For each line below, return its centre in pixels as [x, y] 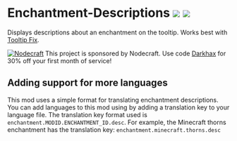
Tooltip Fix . [24, 39]
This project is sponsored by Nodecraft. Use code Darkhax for [136, 53]
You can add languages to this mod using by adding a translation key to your [119, 107]
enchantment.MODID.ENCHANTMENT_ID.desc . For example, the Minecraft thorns [117, 122]
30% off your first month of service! [60, 60]
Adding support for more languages [87, 83]
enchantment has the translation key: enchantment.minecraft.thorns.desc [114, 129]
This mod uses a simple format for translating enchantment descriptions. [113, 100]
